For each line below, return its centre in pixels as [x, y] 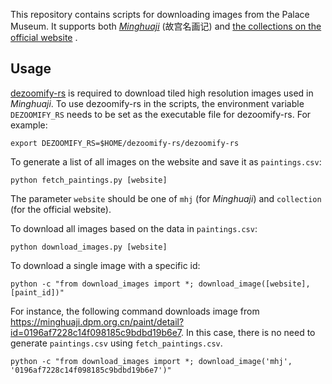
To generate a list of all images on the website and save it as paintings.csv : [166, 161]
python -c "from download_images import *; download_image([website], [160, 284]
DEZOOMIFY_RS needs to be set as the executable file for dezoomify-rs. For [161, 114]
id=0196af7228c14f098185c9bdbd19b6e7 [96, 332]
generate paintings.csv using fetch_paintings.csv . [116, 343]
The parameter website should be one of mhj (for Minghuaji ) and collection [166, 198]
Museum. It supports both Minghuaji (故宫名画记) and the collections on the [166, 26]
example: [29, 125]
